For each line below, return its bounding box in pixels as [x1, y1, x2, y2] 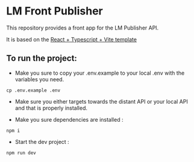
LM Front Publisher [6, 4, 104, 18]
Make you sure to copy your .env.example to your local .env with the [14, 69, 185, 76]
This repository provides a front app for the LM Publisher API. [6, 24, 159, 31]
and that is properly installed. [14, 104, 87, 111]
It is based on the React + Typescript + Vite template [6, 36, 137, 43]
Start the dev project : [14, 138, 69, 145]
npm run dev [6, 149, 36, 156]
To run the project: [6, 53, 77, 64]
